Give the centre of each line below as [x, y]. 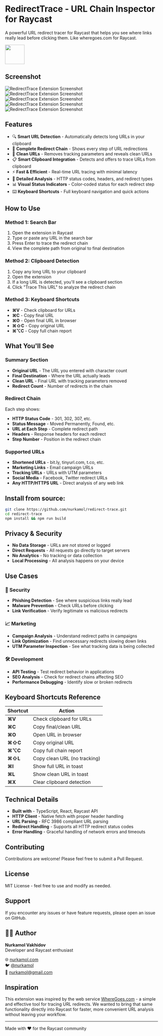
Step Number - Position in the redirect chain [56, 439]
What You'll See [30, 346]
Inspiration [22, 987]
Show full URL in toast [58, 766]
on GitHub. [16, 918]
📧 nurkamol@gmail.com [29, 972]
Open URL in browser [57, 735]
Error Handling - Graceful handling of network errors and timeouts [79, 832]
